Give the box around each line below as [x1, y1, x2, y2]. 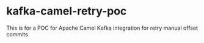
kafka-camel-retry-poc [6, 4, 127, 18]
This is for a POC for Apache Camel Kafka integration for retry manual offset [6, 24, 199, 31]
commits [6, 30, 29, 38]
